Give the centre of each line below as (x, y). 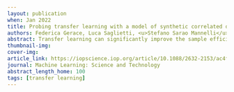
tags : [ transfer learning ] (46, 78)
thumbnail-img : (29, 46)
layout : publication (37, 13)
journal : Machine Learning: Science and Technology (84, 65)
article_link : (28, 59)
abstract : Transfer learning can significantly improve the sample (107, 39)
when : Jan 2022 (29, 20)
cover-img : (23, 53)
